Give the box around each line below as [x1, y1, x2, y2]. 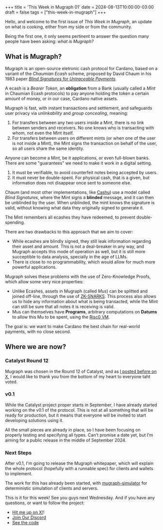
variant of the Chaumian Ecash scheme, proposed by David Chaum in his [5, 71, 152, 76]
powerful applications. [12, 264, 57, 270]
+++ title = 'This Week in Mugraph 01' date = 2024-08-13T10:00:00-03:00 [5, 4, 154, 10]
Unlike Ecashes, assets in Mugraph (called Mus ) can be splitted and [12, 288, 148, 294]
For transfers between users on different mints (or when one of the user [12, 135, 156, 141]
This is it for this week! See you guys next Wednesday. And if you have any [5, 495, 155, 501]
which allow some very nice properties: [5, 278, 84, 284]
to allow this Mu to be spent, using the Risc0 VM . [12, 314, 110, 320]
